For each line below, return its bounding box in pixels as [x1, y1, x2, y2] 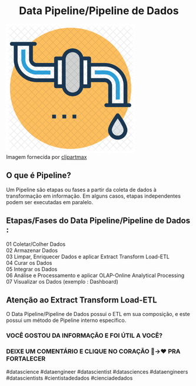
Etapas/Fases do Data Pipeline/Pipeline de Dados [6, 216, 190, 226]
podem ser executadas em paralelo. [6, 198, 93, 205]
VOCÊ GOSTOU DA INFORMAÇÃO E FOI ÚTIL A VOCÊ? [6, 331, 163, 340]
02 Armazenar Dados [6, 247, 58, 254]
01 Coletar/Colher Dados [6, 240, 66, 248]
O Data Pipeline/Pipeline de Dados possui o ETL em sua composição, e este [6, 311, 190, 318]
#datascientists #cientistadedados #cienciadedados [6, 374, 133, 381]
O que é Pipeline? [6, 171, 72, 181]
